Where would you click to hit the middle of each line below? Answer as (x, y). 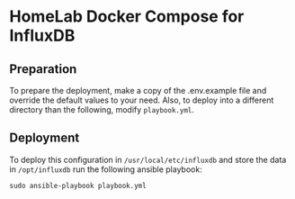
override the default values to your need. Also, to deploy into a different (142, 100)
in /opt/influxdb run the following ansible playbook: (106, 169)
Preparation (43, 69)
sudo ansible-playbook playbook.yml (78, 185)
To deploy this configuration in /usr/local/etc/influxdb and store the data (148, 159)
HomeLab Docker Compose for (127, 17)
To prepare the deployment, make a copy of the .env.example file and (138, 90)
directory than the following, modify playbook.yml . (102, 109)
